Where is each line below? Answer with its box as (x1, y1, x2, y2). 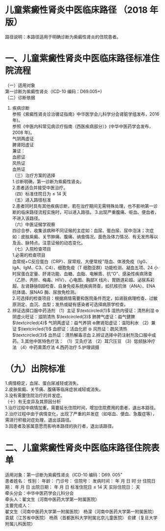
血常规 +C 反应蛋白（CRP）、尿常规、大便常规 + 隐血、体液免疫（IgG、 (12, 257, 150, 264)
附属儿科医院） (5, 521, 35, 527)
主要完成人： (5, 503, 31, 508)
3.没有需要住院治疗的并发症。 (5, 393, 65, 399)
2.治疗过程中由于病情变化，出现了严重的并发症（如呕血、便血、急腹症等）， (5, 411, 157, 417)
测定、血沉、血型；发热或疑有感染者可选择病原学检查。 (16, 301, 128, 307)
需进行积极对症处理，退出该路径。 (5, 417, 74, 423)
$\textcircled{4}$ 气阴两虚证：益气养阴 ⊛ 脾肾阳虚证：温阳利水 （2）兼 (12, 320, 156, 326)
